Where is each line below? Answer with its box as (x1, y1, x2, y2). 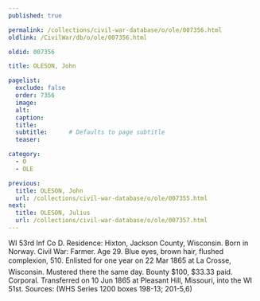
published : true (8, 11, 62, 20)
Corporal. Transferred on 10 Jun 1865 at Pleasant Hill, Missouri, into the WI (8, 276, 253, 285)
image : (15, 99, 37, 107)
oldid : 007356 (8, 48, 56, 56)
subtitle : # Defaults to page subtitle (15, 128, 165, 136)
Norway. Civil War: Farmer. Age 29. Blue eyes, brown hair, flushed (8, 246, 224, 256)
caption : (15, 113, 45, 122)
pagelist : (8, 76, 41, 84)
